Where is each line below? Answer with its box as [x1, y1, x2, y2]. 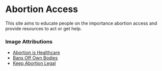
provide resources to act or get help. [5, 25, 82, 31]
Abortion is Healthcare [12, 49, 60, 56]
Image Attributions [5, 38, 53, 45]
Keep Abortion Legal [12, 60, 56, 66]
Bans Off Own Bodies [12, 55, 58, 61]
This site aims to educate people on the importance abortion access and [5, 20, 157, 26]
